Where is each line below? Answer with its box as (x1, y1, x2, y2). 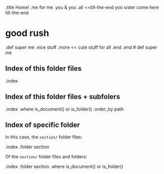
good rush (5, 27, 50, 39)
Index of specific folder (5, 120, 80, 129)
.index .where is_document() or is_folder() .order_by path (5, 106, 124, 112)
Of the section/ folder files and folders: (5, 154, 88, 160)
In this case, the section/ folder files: (5, 134, 83, 140)
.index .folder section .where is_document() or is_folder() (5, 163, 124, 169)
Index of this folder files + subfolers (5, 92, 120, 101)
